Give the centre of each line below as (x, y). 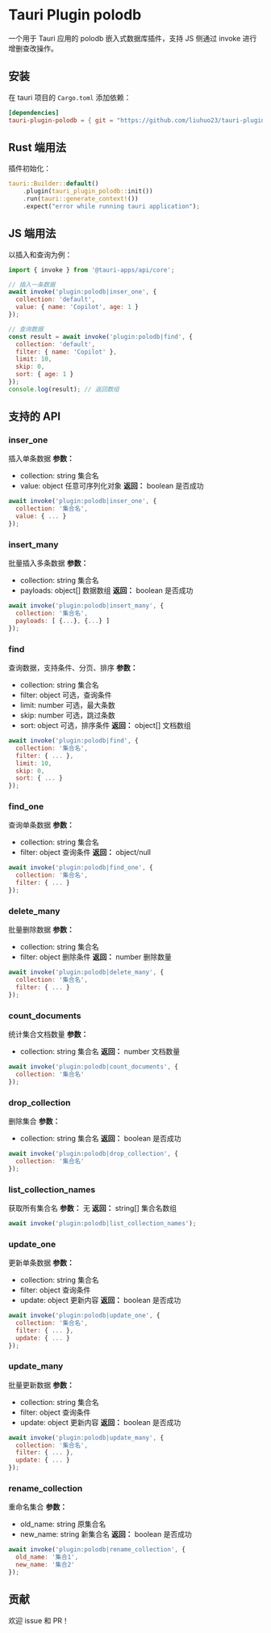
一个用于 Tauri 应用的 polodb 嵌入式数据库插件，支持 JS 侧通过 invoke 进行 (133, 38)
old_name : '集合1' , (47, 1557)
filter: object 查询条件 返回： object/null (85, 852)
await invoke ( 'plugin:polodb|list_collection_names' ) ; (102, 1223)
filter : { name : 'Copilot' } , (66, 352)
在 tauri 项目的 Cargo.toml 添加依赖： (70, 97)
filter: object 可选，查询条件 (66, 695)
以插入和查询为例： (40, 254)
